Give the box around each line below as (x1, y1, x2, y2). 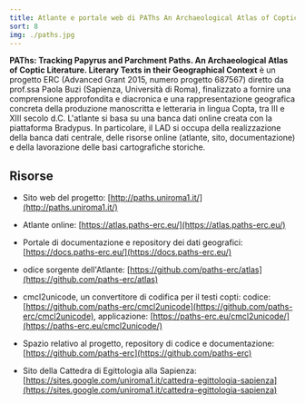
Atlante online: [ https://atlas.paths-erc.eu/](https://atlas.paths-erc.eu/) (22, 220, 286, 231)
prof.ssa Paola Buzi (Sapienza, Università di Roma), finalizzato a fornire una (9, 84, 291, 95)
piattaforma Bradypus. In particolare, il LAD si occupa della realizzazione (9, 123, 281, 133)
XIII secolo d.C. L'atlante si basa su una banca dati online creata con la (9, 113, 272, 123)
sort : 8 (9, 22, 39, 31)
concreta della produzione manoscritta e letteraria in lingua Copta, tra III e (9, 103, 285, 114)
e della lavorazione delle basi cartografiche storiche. (9, 142, 206, 153)
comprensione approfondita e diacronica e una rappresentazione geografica (9, 94, 296, 104)
